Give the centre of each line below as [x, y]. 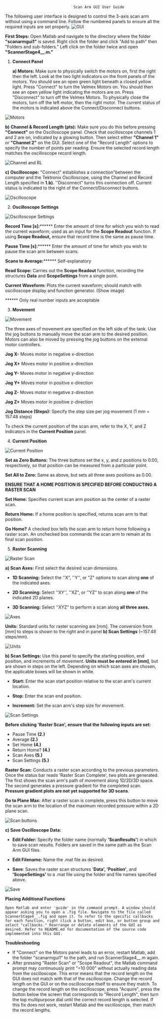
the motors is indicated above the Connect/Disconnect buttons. [77, 108]
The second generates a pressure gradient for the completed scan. [73, 786]
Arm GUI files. [26, 850]
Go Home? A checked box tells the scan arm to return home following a [78, 529]
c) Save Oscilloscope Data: [33, 830]
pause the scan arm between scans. [42, 251]
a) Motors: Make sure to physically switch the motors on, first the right [84, 71]
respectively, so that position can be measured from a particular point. [76, 465]
